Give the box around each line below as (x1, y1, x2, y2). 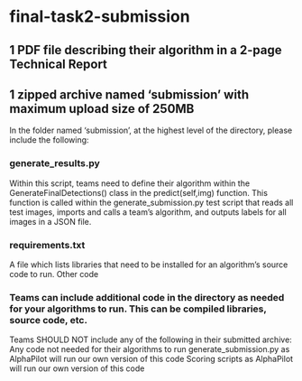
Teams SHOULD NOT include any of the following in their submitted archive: (9, 334, 293, 345)
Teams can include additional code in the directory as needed (9, 291, 285, 303)
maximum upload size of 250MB (9, 101, 195, 116)
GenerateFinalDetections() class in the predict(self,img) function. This (9, 187, 269, 198)
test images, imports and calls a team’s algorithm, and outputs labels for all (9, 206, 287, 218)
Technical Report (9, 56, 108, 71)
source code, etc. (9, 313, 88, 326)
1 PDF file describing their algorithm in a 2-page (9, 42, 282, 58)
